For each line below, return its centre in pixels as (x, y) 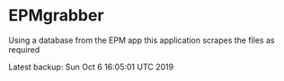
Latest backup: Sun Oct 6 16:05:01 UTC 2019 (91, 67)
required (24, 49)
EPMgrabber (56, 16)
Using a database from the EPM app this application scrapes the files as (142, 40)
